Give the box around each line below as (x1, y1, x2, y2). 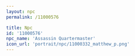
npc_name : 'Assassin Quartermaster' (6, 36, 96, 42)
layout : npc (6, 8, 35, 15)
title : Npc (6, 25, 33, 31)
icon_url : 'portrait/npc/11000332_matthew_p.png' (6, 41, 130, 47)
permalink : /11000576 (6, 14, 59, 20)
